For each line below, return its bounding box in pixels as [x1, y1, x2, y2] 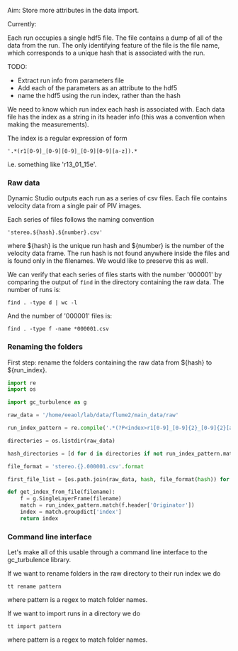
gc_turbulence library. [7, 556, 72, 564]
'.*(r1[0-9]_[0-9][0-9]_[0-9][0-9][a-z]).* [7, 148, 138, 155]
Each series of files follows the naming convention [7, 215, 154, 224]
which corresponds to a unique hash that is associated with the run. [7, 49, 205, 57]
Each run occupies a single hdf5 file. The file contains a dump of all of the [7, 33, 223, 42]
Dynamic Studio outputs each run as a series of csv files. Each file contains [7, 194, 227, 203]
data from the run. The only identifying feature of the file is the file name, [7, 41, 220, 49]
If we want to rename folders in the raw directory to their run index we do [7, 569, 221, 578]
